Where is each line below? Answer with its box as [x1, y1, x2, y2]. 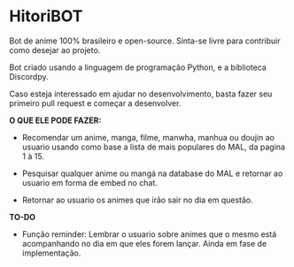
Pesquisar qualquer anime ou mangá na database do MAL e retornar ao [21, 168, 283, 179]
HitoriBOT [9, 6, 83, 27]
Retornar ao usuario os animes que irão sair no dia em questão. [21, 195, 254, 205]
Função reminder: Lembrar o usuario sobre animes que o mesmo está [21, 228, 277, 240]
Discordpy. [9, 71, 49, 81]
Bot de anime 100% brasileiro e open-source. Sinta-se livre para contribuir [9, 35, 281, 46]
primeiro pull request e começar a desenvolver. [9, 97, 182, 108]
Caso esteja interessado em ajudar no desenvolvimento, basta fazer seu [9, 88, 273, 99]
